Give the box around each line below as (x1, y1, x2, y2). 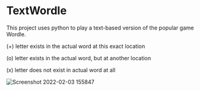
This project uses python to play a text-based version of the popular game (6, 24, 194, 31)
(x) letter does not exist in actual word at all (6, 66, 115, 74)
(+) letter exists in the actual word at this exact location (6, 42, 145, 50)
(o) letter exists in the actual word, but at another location (6, 54, 152, 61)
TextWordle (6, 4, 67, 18)
